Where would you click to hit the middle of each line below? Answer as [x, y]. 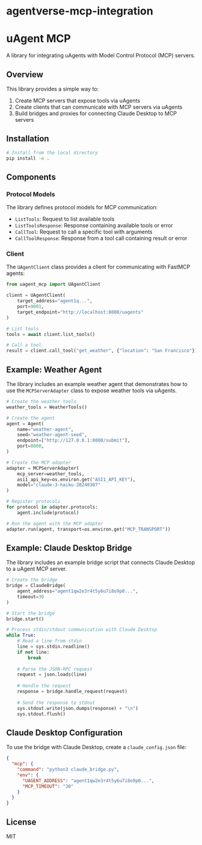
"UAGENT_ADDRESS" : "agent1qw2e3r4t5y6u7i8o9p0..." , [88, 780]
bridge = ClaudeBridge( [36, 586]
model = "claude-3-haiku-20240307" [59, 485]
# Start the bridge [31, 613]
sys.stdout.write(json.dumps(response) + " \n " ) [78, 708]
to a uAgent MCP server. [37, 569]
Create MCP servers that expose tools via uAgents [77, 100]
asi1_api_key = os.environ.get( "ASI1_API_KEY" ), [76, 479]
